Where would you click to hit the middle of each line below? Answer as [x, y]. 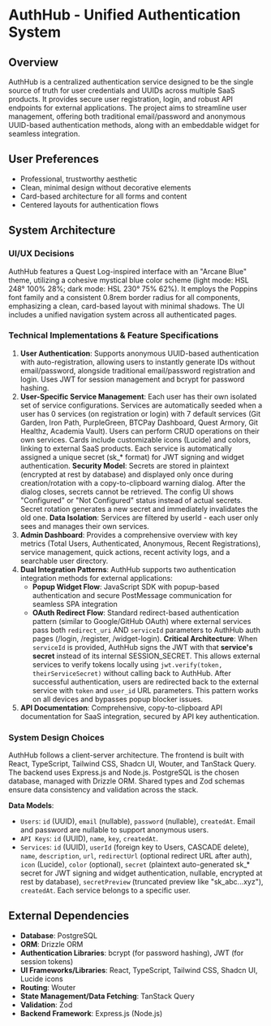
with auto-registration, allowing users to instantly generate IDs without [138, 362]
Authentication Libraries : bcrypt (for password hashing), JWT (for [132, 953]
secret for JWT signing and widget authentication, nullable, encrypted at [141, 873]
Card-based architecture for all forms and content [103, 196]
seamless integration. [44, 133]
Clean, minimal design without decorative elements [105, 187]
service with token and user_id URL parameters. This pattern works [145, 690]
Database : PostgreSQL [59, 935]
